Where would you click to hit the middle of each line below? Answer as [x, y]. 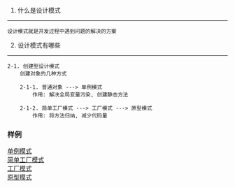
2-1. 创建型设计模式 [34, 66]
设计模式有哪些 [39, 45]
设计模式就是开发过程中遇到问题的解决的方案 [62, 31]
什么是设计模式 [39, 10]
